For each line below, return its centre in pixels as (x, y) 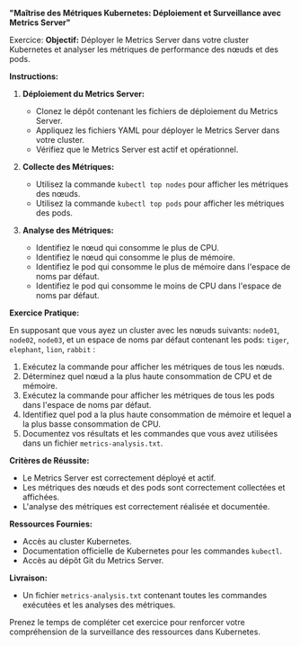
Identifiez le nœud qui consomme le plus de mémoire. (135, 257)
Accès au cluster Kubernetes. (77, 541)
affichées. (41, 497)
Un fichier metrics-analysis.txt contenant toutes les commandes (145, 595)
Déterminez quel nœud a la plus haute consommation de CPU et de (147, 376)
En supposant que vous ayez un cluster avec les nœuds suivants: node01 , (145, 330)
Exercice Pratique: (44, 313)
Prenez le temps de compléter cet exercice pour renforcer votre (127, 622)
